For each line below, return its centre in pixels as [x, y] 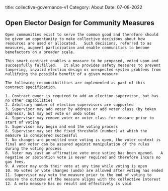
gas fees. [16, 162]
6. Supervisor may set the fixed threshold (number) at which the [76, 131]
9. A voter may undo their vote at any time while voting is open [76, 166]
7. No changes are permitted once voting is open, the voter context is [83, 140]
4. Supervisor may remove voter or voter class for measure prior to [80, 118]
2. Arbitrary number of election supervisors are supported [70, 105]
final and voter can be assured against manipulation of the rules [77, 144]
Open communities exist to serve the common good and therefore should [82, 35]
